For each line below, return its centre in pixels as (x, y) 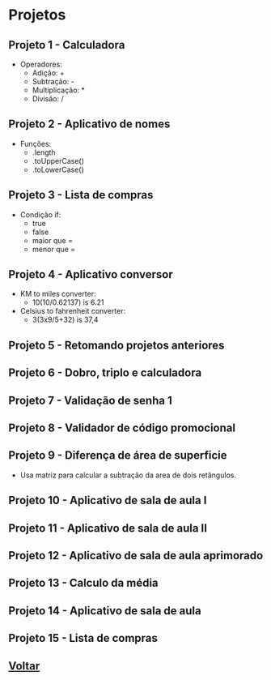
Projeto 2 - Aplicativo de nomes (89, 124)
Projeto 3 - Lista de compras (81, 195)
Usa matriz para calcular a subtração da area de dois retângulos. (128, 475)
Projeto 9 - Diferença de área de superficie (118, 455)
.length (44, 152)
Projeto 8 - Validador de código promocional (122, 428)
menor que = (54, 249)
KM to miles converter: (58, 294)
